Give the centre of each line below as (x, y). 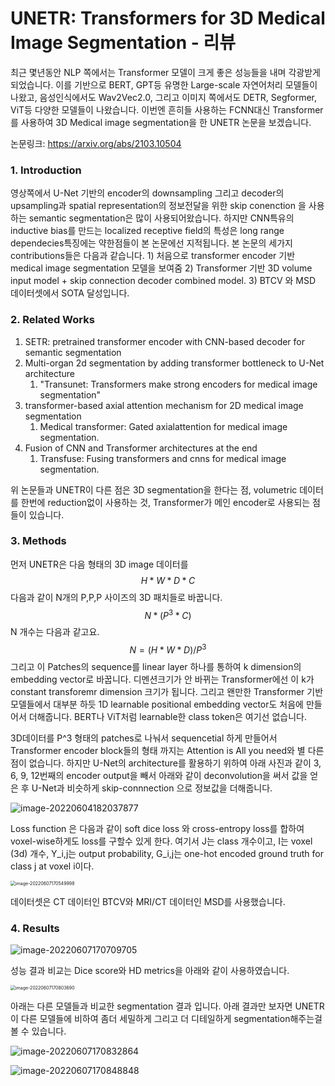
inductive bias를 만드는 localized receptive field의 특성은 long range (147, 231)
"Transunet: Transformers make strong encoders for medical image (178, 384)
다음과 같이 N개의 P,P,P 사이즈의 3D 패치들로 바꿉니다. (116, 597)
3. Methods (38, 541)
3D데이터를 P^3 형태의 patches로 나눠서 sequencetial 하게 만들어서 (144, 738)
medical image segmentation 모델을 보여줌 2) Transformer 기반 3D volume (161, 268)
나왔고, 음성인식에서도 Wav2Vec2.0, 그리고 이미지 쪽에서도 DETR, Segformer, (164, 97)
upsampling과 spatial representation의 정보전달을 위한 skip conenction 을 (158, 206)
